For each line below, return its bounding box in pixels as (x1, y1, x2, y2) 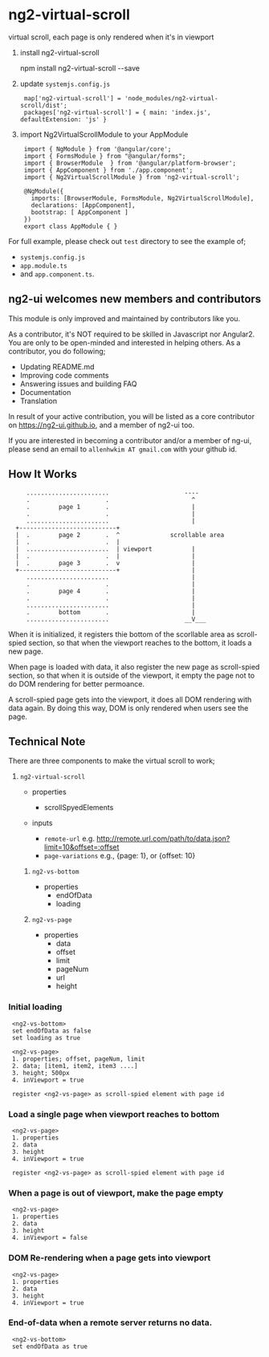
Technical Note (8, 735, 86, 748)
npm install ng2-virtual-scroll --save (19, 63, 141, 73)
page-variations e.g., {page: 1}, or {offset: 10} (43, 851, 196, 861)
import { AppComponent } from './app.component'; (23, 166, 194, 174)
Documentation (19, 387, 71, 397)
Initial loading (8, 1001, 63, 1013)
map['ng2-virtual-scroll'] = (23, 94, 122, 102)
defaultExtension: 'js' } (19, 115, 107, 124)
